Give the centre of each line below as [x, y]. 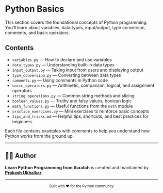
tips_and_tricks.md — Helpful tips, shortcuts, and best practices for [80, 116]
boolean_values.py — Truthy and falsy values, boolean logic [72, 101]
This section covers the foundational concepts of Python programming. [76, 22]
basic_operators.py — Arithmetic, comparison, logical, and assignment [83, 85]
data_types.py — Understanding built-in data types [63, 64]
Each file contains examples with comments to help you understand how [77, 131]
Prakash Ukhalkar [23, 173]
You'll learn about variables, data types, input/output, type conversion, [75, 27]
